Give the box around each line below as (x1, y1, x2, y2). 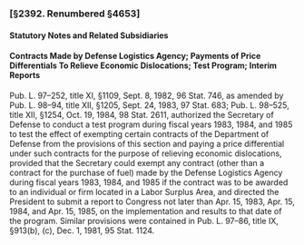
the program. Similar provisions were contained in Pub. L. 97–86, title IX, (9, 215, 279, 226)
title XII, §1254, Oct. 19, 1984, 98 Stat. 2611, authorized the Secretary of (9, 109, 274, 120)
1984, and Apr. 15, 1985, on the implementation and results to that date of (9, 205, 282, 216)
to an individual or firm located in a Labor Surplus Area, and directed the (9, 186, 279, 197)
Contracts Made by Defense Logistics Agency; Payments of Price (9, 51, 261, 62)
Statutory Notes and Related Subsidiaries (9, 30, 169, 41)
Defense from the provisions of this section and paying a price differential (9, 138, 285, 149)
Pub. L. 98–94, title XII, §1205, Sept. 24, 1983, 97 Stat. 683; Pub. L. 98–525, (9, 99, 289, 111)
